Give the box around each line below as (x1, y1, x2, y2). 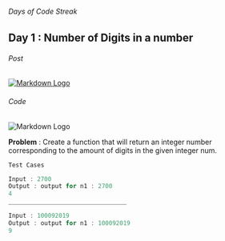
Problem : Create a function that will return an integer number (8, 137, 212, 147)
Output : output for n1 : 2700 (8, 183, 113, 191)
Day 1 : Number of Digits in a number (8, 31, 194, 45)
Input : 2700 (8, 175, 52, 183)
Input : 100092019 (8, 212, 70, 220)
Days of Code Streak (8, 6, 78, 16)
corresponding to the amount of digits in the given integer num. (8, 145, 218, 155)
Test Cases (8, 161, 45, 169)
